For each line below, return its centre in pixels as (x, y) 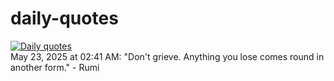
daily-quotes (64, 18)
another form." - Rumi (55, 67)
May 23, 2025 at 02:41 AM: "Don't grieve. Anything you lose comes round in (167, 56)
